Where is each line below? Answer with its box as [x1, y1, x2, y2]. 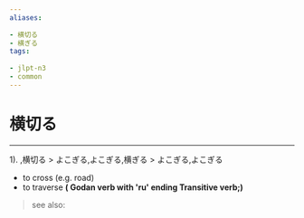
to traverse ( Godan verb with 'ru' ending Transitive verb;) [22, 182, 244, 193]
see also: [31, 199, 66, 210]
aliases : [9, 13, 43, 23]
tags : [9, 47, 30, 56]
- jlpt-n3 [9, 64, 47, 73]
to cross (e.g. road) [22, 172, 95, 183]
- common [9, 72, 43, 81]
